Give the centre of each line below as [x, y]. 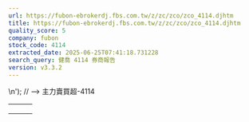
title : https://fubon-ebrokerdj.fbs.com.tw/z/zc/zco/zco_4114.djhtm [125, 23]
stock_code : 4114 [37, 45]
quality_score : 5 [37, 30]
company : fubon [34, 38]
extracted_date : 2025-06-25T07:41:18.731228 [83, 53]
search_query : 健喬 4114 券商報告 [62, 61]
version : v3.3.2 [35, 68]
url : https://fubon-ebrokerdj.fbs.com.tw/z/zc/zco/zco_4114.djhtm [121, 16]
